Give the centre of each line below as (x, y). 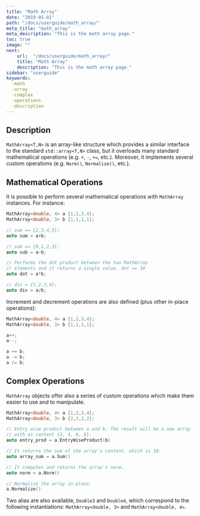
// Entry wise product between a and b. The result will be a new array (99, 429)
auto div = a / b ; (26, 290)
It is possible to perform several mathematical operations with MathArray (95, 197)
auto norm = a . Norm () (33, 473)
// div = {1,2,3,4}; (32, 285)
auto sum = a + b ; (26, 236)
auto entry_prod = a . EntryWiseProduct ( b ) (59, 440)
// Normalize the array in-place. (49, 484)
